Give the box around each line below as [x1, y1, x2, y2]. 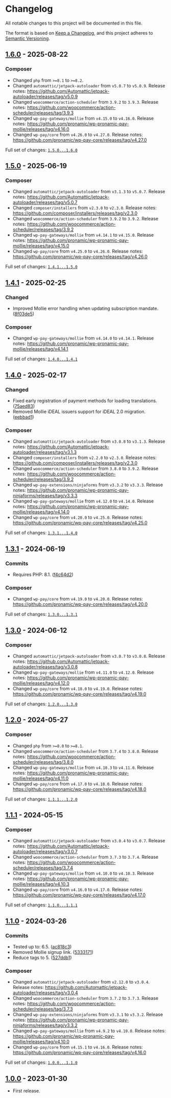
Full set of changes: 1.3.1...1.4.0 [5, 530, 78, 536]
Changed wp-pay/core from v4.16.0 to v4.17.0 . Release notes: [12, 886, 143, 893]
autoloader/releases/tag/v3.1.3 [12, 449, 77, 455]
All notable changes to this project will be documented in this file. [5, 20, 143, 26]
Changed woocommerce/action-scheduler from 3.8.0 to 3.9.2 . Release [12, 466, 159, 472]
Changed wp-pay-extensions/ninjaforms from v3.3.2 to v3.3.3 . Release [12, 482, 163, 488]
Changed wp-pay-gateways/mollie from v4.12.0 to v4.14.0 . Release [12, 498, 154, 504]
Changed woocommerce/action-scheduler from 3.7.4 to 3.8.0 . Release [12, 748, 159, 754]
